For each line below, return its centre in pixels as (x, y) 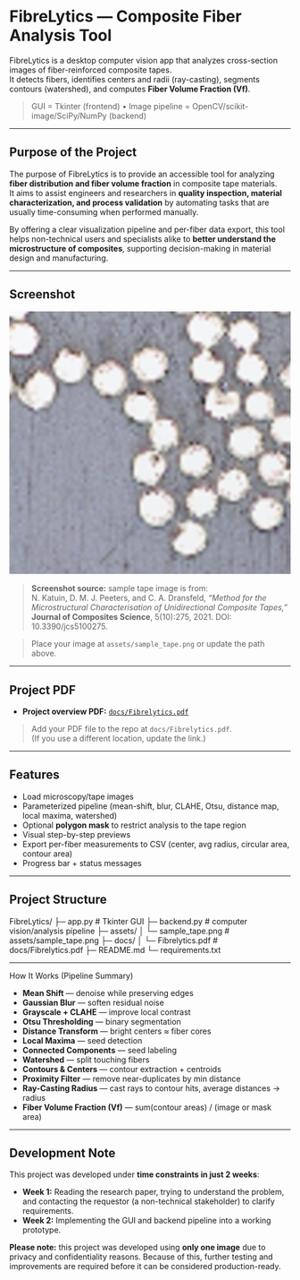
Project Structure (58, 900)
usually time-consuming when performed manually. (104, 211)
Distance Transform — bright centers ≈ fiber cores (117, 1031)
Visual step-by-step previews (76, 834)
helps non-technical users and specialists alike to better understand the (143, 238)
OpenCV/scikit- (220, 106)
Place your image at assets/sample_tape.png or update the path (148, 644)
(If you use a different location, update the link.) (119, 738)
